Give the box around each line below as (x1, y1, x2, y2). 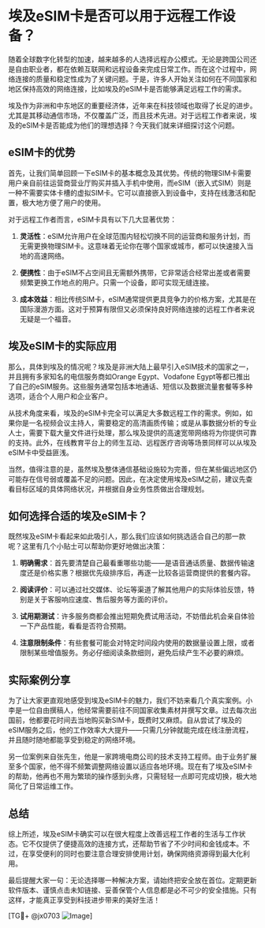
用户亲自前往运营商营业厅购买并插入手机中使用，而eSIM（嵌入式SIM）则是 (8, 178, 252, 188)
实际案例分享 (8, 673, 71, 687)
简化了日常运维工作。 (8, 781, 77, 791)
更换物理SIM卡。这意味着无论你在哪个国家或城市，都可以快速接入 (33, 241, 247, 251)
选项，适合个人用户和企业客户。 (8, 391, 112, 401)
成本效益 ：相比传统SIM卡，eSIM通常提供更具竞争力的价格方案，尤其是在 (19, 294, 256, 304)
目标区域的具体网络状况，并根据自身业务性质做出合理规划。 (14, 484, 209, 494)
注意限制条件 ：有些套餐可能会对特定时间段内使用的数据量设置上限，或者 (19, 638, 255, 647)
